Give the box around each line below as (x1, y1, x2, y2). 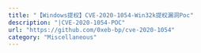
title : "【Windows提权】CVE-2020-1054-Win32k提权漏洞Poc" (8, 11, 194, 19)
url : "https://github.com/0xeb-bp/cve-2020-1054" (8, 26, 176, 34)
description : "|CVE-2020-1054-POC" (8, 19, 126, 26)
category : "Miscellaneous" (8, 33, 97, 41)
